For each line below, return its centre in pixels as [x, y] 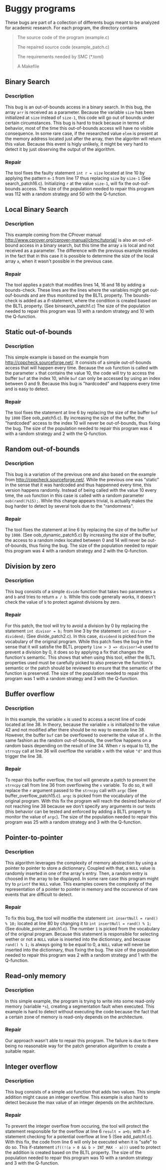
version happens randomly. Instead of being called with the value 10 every [81, 490]
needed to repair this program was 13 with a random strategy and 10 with [80, 311]
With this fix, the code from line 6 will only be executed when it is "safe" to [81, 1142]
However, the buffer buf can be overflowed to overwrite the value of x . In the [83, 735]
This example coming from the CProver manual [53, 235]
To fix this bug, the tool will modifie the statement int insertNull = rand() [82, 918]
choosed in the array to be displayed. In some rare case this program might [82, 879]
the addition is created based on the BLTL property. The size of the [74, 1152]
